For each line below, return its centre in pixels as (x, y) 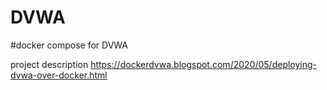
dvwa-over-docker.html (59, 75)
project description (49, 64)
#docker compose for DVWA (69, 45)
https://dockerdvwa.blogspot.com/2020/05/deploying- (204, 64)
